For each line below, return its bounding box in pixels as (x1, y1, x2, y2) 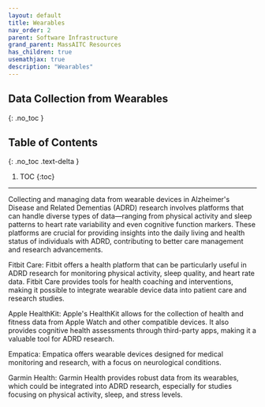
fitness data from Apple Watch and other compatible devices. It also (8, 317, 230, 327)
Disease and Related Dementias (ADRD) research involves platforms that (8, 203, 244, 213)
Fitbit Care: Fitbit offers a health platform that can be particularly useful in (8, 260, 247, 270)
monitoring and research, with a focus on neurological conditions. (8, 358, 222, 368)
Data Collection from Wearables (8, 92, 169, 106)
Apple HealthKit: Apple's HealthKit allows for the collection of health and (8, 309, 244, 319)
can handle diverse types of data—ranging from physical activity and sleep (8, 211, 252, 221)
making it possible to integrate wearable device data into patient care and (8, 286, 247, 295)
